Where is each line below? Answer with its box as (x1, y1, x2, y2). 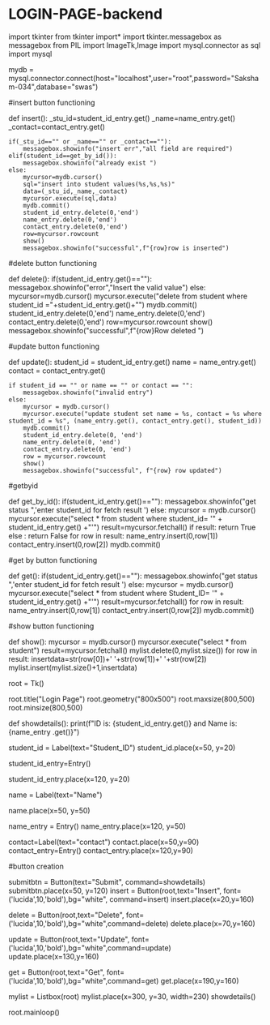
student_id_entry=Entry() (8, 758, 91, 768)
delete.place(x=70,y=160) (170, 918, 256, 929)
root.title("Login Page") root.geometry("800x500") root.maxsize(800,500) (8, 694, 255, 704)
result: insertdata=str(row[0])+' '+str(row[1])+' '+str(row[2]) (8, 654, 208, 663)
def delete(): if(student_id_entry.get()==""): (8, 273, 152, 284)
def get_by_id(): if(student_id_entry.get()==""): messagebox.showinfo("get (8, 496, 256, 506)
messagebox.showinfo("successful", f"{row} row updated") (23, 466, 222, 474)
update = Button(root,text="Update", (8, 934, 130, 944)
